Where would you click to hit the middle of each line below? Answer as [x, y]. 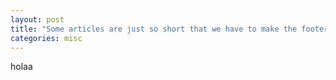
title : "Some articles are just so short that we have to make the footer [169, 29]
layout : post [37, 19]
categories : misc [46, 38]
